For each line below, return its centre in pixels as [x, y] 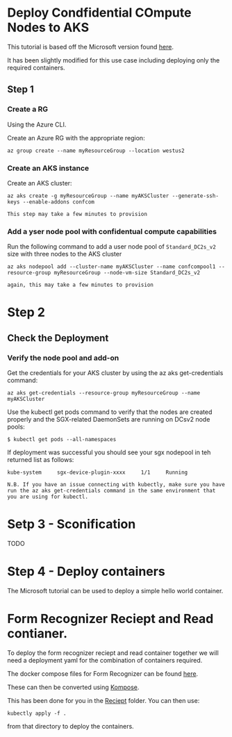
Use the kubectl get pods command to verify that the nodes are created [110, 412]
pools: [16, 427]
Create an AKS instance [48, 168]
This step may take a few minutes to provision [77, 214]
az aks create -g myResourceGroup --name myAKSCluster [88, 196]
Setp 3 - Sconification [72, 524]
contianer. [38, 634]
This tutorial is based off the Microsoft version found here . [90, 47]
